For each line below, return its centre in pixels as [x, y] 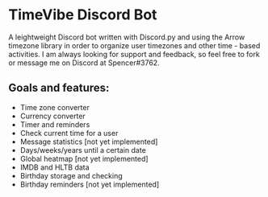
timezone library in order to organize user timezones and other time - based [134, 45]
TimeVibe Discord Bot [83, 15]
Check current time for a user [69, 133]
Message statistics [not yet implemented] [89, 142]
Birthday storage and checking [71, 175]
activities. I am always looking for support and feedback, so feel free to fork [134, 54]
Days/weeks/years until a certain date [83, 150]
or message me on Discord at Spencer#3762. [84, 63]
